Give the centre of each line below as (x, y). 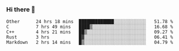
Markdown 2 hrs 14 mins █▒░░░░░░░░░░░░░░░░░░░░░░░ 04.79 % (89, 43)
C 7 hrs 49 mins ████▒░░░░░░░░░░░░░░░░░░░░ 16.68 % (89, 27)
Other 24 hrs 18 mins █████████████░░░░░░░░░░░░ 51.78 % (89, 22)
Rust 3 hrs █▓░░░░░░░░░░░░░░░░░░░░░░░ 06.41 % (89, 37)
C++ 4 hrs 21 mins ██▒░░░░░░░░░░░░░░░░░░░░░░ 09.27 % (89, 32)
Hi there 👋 (21, 9)
